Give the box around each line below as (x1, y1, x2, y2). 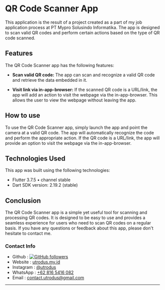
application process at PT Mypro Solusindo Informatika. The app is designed (5, 24, 160, 30)
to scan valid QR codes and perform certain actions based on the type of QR (5, 30, 160, 35)
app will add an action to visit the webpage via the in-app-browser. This (12, 92, 158, 97)
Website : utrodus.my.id (12, 259, 60, 265)
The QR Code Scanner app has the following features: (5, 62, 114, 68)
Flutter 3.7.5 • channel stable (12, 177, 71, 183)
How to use (5, 111, 40, 120)
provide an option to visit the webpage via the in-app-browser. (5, 140, 132, 146)
